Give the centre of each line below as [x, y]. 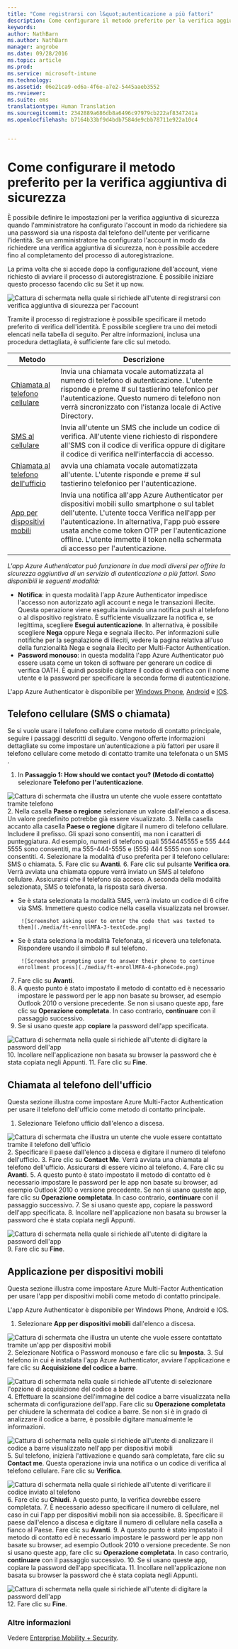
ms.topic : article [34, 60]
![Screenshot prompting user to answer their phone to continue [118, 961]
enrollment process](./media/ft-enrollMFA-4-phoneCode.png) [108, 968]
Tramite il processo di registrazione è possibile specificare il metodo [107, 319]
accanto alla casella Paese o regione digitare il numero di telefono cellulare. [118, 826]
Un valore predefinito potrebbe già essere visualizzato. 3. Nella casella [110, 819]
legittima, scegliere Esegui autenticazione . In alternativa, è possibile [118, 625]
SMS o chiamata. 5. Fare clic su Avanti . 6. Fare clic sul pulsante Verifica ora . [119, 864]
